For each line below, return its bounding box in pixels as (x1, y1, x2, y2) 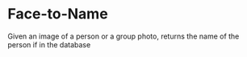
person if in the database (7, 39, 91, 49)
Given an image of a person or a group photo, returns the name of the (7, 31, 240, 41)
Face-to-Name (7, 5, 108, 23)
